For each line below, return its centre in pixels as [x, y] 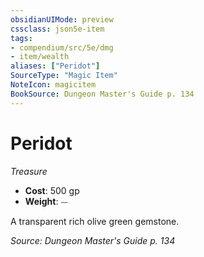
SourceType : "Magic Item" [64, 76]
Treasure [29, 171]
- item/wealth [40, 57]
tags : [21, 38]
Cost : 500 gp [52, 190]
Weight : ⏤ [46, 201]
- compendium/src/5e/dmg [62, 47]
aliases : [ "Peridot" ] [55, 66]
